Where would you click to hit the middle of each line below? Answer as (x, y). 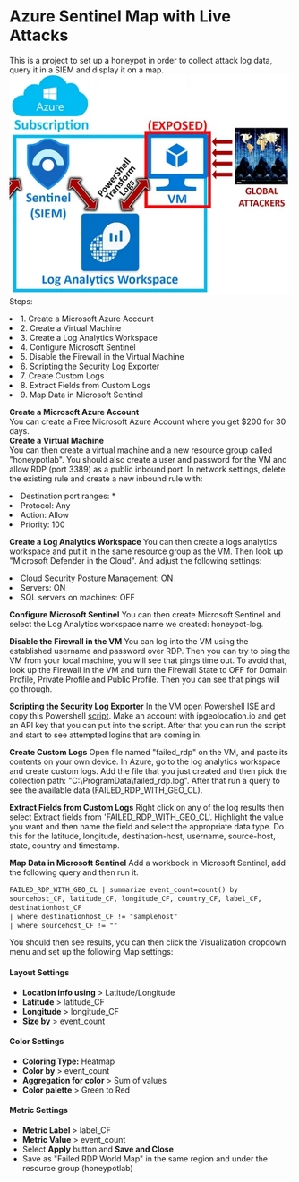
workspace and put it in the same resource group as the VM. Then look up (146, 551)
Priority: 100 (43, 524)
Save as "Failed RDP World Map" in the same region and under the (145, 1159)
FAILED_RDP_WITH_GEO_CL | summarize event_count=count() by (124, 890)
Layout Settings (39, 973)
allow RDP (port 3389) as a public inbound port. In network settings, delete (147, 469)
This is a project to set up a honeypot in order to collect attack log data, (141, 60)
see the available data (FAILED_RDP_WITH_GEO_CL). (106, 790)
